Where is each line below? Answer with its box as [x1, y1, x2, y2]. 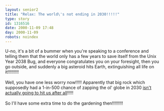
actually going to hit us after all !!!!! [5, 89, 74, 96]
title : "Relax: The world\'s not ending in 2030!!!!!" [5, 12, 120, 17]
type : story [5, 16, 29, 21]
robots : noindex [5, 35, 38, 40]
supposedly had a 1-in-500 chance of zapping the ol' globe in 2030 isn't [5, 84, 152, 90]
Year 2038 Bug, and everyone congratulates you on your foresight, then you [5, 58, 160, 64]
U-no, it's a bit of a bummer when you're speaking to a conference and [5, 48, 149, 54]
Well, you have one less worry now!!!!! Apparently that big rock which [5, 79, 145, 85]
